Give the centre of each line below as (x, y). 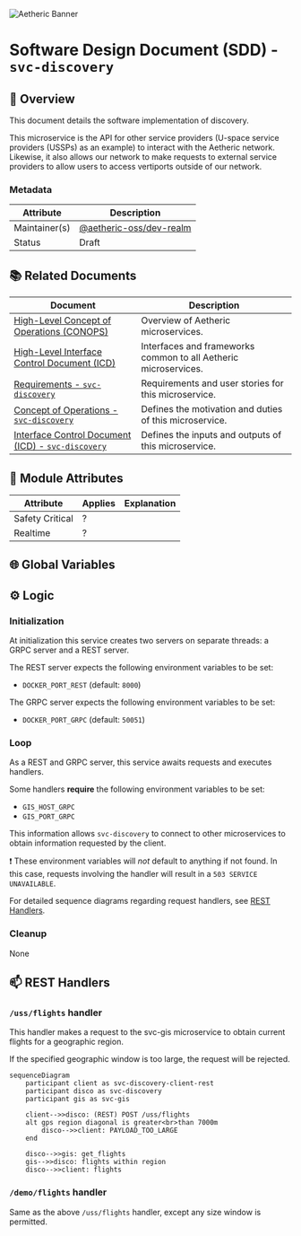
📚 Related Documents (73, 275)
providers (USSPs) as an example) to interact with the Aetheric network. (142, 147)
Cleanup (28, 934)
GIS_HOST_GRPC (48, 808)
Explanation (150, 503)
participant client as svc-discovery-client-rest (120, 1083)
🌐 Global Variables (62, 565)
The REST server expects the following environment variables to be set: (142, 667)
